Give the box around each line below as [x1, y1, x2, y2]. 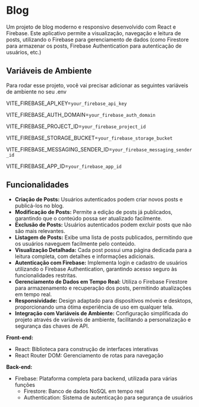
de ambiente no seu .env [6, 88, 67, 95]
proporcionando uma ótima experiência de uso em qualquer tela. [14, 303, 173, 310]
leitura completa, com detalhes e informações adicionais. [14, 253, 155, 260]
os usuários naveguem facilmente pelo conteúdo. [14, 240, 136, 247]
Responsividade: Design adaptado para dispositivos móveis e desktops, [14, 297, 193, 304]
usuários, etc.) [6, 48, 42, 55]
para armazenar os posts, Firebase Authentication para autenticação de [6, 42, 182, 49]
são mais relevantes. [14, 227, 65, 234]
